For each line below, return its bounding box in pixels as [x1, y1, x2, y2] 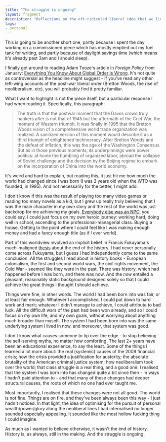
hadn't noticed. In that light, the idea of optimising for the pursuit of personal [5, 400, 161, 406]
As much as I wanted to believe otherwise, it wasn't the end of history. [5, 426, 148, 432]
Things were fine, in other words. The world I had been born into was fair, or [5, 292, 161, 297]
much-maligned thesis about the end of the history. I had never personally [5, 245, 156, 251]
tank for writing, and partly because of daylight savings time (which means [5, 50, 158, 56]
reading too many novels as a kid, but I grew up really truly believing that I [5, 198, 156, 204]
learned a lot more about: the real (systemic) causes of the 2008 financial [5, 349, 155, 355]
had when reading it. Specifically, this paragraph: [5, 101, 105, 107]
